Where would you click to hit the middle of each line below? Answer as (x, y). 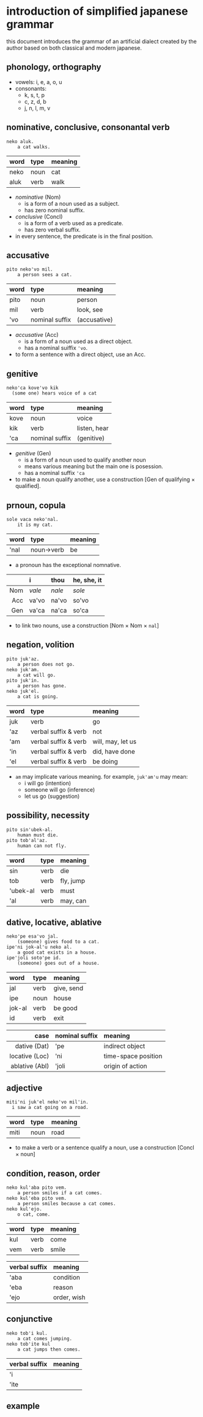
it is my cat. (35, 525)
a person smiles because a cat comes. (67, 1204)
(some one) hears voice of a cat (54, 393)
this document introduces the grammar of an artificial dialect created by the (102, 41)
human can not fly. (42, 846)
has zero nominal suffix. (54, 210)
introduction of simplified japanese (97, 11)
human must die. (38, 835)
